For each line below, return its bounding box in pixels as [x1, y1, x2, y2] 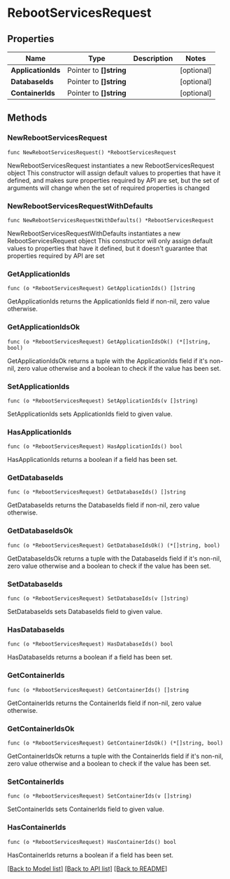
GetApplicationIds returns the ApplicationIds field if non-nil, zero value [7, 297, 210, 306]
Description [133, 54, 173, 63]
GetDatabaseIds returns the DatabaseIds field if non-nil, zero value [7, 501, 200, 510]
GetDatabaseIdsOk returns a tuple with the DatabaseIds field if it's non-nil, [7, 554, 222, 562]
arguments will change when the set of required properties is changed [7, 184, 210, 192]
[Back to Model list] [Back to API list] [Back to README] [7, 864, 168, 873]
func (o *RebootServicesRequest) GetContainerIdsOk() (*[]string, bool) [7, 740, 224, 747]
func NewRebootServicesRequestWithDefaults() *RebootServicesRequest [7, 217, 215, 224]
